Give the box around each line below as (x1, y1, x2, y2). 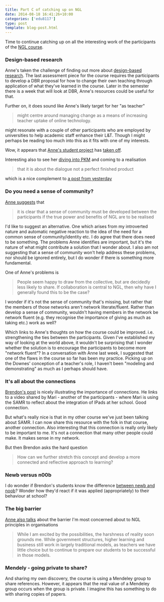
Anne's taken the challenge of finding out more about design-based (5, 67, 142, 74)
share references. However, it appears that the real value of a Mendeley (5, 580, 150, 586)
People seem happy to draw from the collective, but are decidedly (17, 279, 150, 285)
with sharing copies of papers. (5, 591, 67, 597)
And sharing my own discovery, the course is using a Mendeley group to (5, 575, 151, 581)
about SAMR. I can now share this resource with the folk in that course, (5, 419, 148, 425)
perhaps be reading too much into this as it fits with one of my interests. (5, 138, 150, 144)
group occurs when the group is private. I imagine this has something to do (5, 586, 157, 592)
